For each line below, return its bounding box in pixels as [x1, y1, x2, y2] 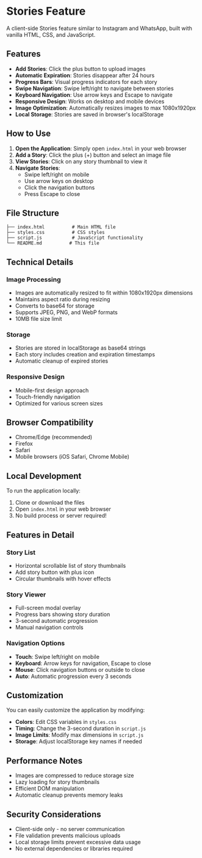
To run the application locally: [6, 487, 81, 494]
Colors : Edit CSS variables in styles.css [15, 718, 117, 726]
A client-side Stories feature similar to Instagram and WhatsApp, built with [6, 24, 192, 32]
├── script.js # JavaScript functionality [6, 235, 143, 241]
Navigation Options [6, 639, 65, 647]
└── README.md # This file [6, 240, 99, 246]
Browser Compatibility [6, 418, 93, 428]
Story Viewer [6, 590, 46, 598]
